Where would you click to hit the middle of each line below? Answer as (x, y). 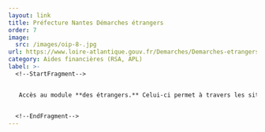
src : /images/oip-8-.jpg (56, 45)
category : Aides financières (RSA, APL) (76, 60)
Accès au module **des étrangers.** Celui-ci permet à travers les (132, 95)
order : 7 (22, 30)
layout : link (30, 15)
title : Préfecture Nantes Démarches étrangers (86, 23)
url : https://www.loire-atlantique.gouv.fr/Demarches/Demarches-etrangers (134, 52)
